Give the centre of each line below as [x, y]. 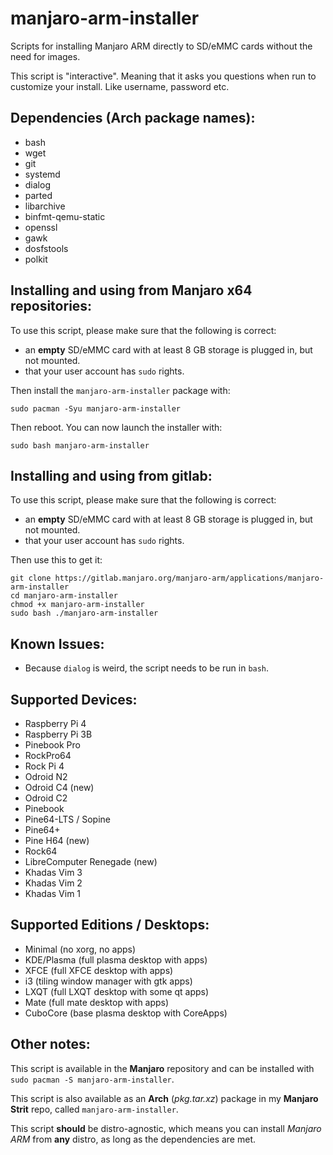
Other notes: [50, 1044]
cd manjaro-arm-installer [64, 596]
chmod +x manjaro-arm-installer [77, 605]
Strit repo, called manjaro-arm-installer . [94, 1109]
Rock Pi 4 [44, 766]
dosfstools [46, 248]
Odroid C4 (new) [59, 787]
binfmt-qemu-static [65, 216]
